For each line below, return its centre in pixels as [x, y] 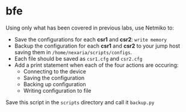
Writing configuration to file [57, 90]
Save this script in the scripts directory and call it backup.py [80, 102]
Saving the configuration [54, 78]
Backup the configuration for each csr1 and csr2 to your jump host [97, 46]
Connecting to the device [55, 71]
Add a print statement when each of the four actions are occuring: [96, 65]
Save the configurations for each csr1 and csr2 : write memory [90, 39]
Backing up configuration [55, 84]
